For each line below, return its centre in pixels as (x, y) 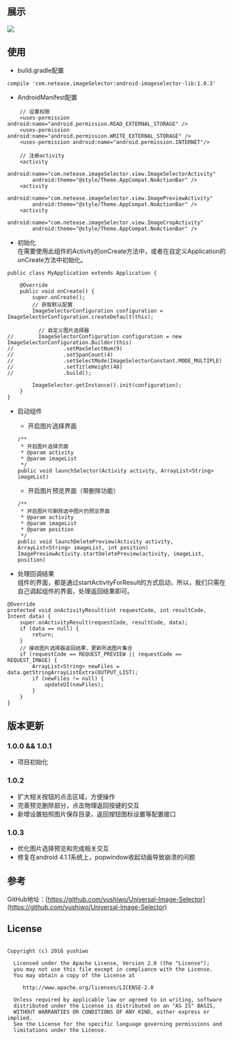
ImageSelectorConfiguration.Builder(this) (70, 342)
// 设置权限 (35, 112)
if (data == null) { (49, 628)
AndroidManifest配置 (47, 97)
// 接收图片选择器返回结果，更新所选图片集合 (76, 648)
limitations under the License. (61, 1030)
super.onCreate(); (59, 297)
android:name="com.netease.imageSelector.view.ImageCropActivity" (105, 223)
